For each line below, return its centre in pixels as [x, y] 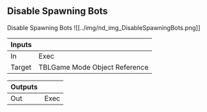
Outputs [24, 87]
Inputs [21, 44]
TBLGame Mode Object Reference [94, 67]
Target [21, 67]
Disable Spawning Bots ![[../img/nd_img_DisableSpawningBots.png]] [104, 27]
